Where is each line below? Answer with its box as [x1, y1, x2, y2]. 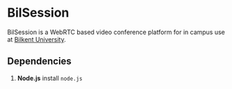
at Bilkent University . [7, 35, 66, 43]
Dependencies [7, 56, 72, 67]
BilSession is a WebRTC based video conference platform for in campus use [7, 28, 226, 36]
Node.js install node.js [17, 74, 83, 82]
